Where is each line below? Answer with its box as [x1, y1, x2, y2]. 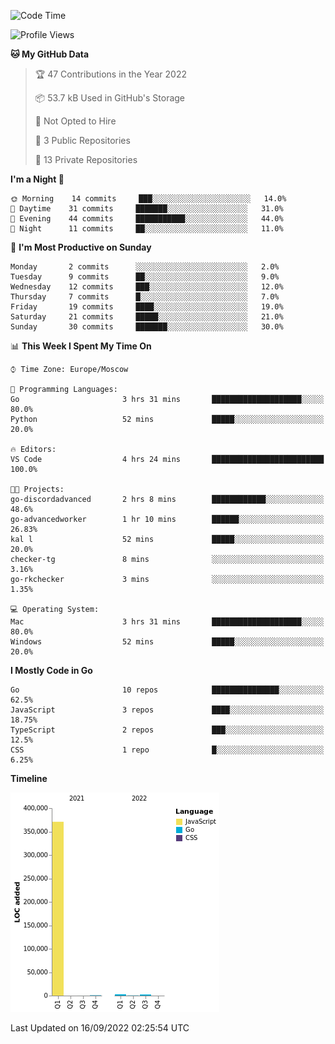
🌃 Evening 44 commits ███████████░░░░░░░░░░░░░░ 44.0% [10, 214, 284, 224]
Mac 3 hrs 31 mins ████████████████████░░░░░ [10, 617, 325, 627]
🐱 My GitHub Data [10, 48, 90, 60]
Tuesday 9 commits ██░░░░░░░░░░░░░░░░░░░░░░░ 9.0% [10, 272, 280, 282]
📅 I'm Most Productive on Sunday [10, 241, 152, 253]
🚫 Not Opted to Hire [34, 115, 117, 127]
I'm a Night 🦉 [10, 173, 65, 185]
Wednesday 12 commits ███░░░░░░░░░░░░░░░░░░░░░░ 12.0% [10, 282, 284, 292]
